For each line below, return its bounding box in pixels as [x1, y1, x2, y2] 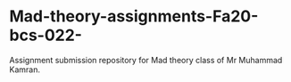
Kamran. [9, 64, 40, 75]
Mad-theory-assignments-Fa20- [9, 6, 259, 27]
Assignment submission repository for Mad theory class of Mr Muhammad [9, 54, 283, 65]
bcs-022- [9, 25, 83, 45]
